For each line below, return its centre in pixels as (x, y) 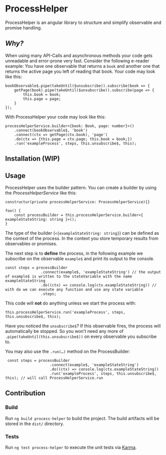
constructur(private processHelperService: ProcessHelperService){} (78, 202)
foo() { (13, 211)
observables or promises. (31, 243)
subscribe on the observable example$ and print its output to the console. (80, 258)
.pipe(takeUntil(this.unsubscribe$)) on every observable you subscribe (81, 336)
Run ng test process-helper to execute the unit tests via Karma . (71, 447)
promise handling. (24, 27)
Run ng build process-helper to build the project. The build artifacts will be (82, 418)
